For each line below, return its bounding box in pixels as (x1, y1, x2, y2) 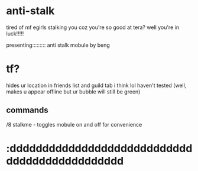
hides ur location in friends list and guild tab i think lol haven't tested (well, (6, 82, 187, 89)
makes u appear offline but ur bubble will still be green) (6, 88, 141, 95)
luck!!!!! (6, 30, 24, 37)
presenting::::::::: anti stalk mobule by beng (6, 41, 111, 49)
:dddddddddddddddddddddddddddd (6, 141, 193, 155)
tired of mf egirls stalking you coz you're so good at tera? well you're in (6, 24, 179, 31)
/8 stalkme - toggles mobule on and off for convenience (6, 121, 142, 128)
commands (6, 105, 48, 115)
